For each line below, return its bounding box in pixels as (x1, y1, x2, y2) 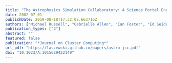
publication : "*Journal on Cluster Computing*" (5, 41, 109, 46)
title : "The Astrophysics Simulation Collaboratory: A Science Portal (5, 7, 159, 13)
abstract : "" (5, 31, 33, 36)
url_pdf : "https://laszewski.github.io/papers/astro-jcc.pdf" (5, 45, 141, 50)
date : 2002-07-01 (5, 12, 42, 17)
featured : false (5, 36, 40, 41)
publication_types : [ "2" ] (5, 26, 60, 31)
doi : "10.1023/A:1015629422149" (5, 50, 74, 55)
